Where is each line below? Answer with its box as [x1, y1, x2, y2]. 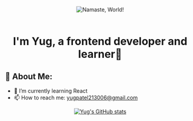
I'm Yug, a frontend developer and [13, 35, 188, 48]
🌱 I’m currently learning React [13, 87, 88, 95]
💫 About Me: [5, 71, 53, 81]
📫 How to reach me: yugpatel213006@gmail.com [13, 94, 138, 101]
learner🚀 [78, 48, 122, 61]
